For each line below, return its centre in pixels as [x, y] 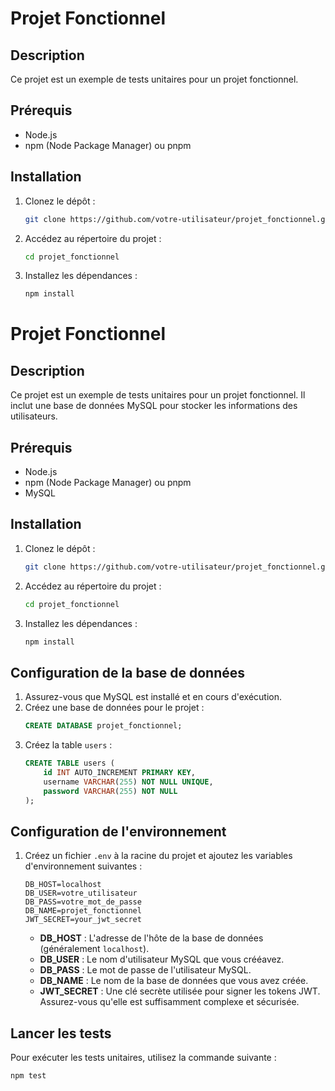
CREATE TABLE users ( [69, 763]
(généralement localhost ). [94, 949]
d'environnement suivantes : [83, 866]
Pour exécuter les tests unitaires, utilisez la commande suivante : [143, 1058]
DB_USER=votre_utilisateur [81, 893]
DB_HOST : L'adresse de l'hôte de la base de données [151, 938]
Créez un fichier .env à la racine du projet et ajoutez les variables [158, 856]
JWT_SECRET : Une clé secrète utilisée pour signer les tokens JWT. [180, 991]
